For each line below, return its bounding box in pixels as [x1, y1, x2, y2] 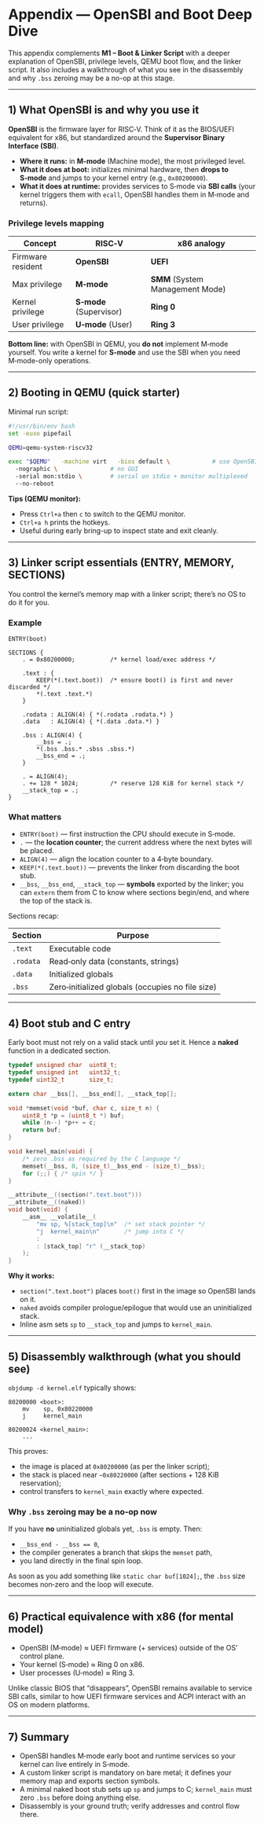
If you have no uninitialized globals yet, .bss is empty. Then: [8, 1524, 203, 1534]
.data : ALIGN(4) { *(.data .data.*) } [22, 718, 159, 726]
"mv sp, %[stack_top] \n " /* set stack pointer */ [36, 1220, 206, 1228]
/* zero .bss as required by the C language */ [22, 1154, 181, 1163]
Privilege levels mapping [8, 218, 104, 229]
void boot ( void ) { [8, 1205, 68, 1214]
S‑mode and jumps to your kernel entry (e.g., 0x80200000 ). [19, 173, 208, 182]
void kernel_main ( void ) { [8, 1148, 93, 1156]
